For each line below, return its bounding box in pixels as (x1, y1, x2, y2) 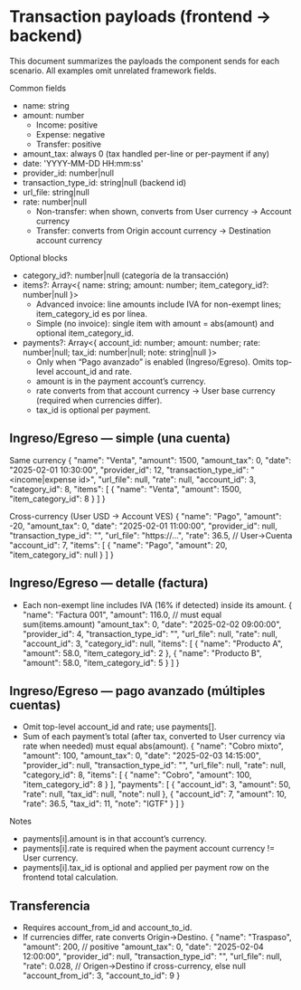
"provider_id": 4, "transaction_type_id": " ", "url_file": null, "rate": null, (22, 628, 278, 639)
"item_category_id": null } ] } (9, 549, 115, 560)
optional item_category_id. (35, 328, 134, 338)
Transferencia (9, 898, 90, 913)
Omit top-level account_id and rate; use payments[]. (22, 721, 217, 732)
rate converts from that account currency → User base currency (35, 385, 276, 395)
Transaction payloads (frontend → (9, 6, 272, 27)
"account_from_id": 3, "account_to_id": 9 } (22, 970, 181, 981)
